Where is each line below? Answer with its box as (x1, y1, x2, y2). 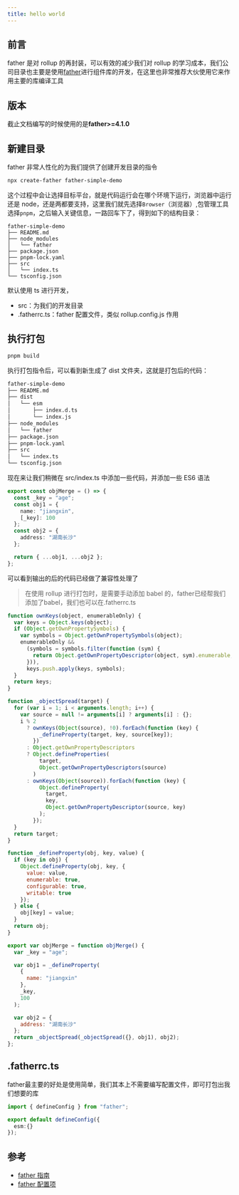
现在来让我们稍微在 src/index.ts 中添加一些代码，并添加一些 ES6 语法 (7, 474, 210, 481)
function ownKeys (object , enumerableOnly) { (7, 612, 142, 620)
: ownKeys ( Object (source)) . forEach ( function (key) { (26, 777, 186, 784)
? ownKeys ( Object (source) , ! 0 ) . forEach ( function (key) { (26, 724, 199, 731)
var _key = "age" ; (14, 949, 69, 956)
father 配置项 (17, 1180, 56, 1189)
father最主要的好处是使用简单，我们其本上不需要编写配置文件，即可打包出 (7, 1080, 225, 1088)
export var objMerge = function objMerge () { (7, 941, 144, 949)
